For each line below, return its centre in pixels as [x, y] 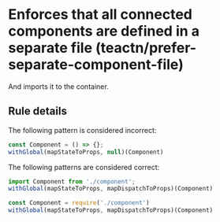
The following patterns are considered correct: [84, 167]
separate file [50, 48]
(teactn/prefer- [146, 48]
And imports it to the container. [58, 86]
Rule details [37, 111]
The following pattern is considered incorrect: [82, 130]
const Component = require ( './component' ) [79, 203]
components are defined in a [104, 31]
